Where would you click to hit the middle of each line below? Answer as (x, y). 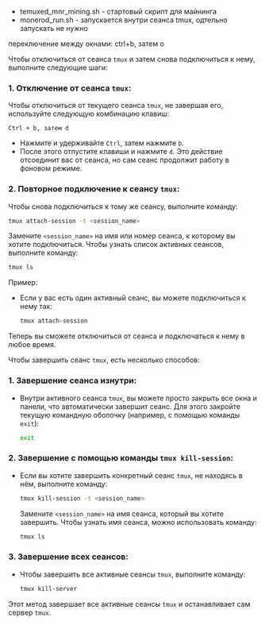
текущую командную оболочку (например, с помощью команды (130, 415)
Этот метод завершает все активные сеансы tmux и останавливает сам (129, 604)
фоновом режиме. (51, 168)
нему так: (36, 307)
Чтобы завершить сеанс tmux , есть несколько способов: (104, 360)
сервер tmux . (30, 612)
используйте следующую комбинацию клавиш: (89, 114)
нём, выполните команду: (63, 484)
